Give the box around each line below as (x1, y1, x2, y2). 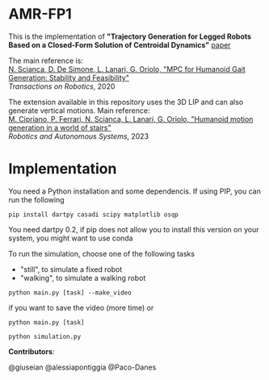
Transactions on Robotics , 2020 (8, 81, 116, 91)
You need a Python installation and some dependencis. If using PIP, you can (8, 186, 261, 196)
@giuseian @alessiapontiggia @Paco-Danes (8, 362, 157, 372)
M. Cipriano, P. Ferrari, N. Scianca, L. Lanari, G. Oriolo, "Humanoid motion (8, 114, 254, 123)
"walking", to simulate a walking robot (19, 273, 146, 282)
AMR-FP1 (8, 5, 73, 23)
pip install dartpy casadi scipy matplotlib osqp (8, 211, 179, 219)
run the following (8, 194, 65, 204)
